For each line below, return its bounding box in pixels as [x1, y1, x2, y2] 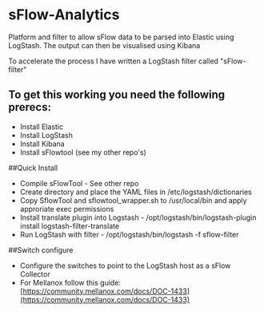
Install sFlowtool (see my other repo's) [19, 147, 146, 157]
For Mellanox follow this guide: [19, 278, 122, 287]
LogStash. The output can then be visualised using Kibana [8, 40, 201, 50]
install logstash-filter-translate [19, 221, 120, 230]
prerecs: [8, 100, 52, 114]
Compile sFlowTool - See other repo [19, 178, 139, 188]
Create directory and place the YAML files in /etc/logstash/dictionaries [19, 187, 252, 197]
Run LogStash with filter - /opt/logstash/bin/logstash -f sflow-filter [19, 229, 239, 239]
